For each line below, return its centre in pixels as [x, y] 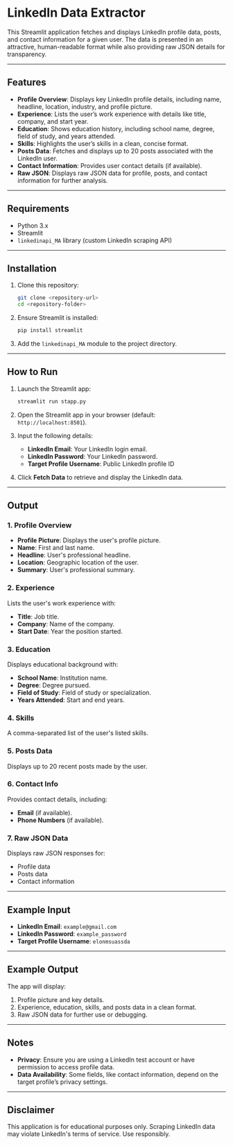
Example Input [39, 910]
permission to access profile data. [66, 1067]
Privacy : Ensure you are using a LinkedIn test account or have [106, 1060]
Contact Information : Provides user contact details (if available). [110, 165]
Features [27, 82]
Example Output [43, 970]
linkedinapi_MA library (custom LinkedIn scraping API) [94, 240]
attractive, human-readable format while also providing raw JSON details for [116, 47]
